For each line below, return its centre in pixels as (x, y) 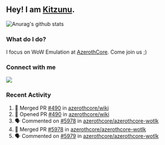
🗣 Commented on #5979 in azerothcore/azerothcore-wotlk (87, 136)
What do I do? (26, 39)
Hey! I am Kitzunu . (41, 10)
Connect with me (31, 67)
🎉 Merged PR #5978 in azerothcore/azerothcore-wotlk (80, 129)
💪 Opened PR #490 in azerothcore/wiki (62, 114)
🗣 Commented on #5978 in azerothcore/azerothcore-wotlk (87, 121)
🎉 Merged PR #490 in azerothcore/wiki (62, 108)
